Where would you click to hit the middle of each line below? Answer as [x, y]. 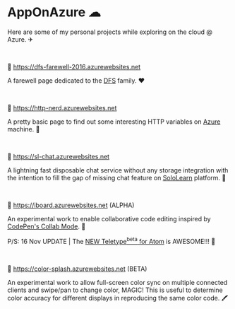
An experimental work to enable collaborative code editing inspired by [109, 218]
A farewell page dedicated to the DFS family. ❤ [76, 80]
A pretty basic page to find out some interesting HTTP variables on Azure [114, 122]
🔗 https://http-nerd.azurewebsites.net [62, 107]
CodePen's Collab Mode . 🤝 [47, 226]
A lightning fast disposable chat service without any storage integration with [118, 170]
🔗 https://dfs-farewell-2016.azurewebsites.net [74, 66]
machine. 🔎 [24, 129]
